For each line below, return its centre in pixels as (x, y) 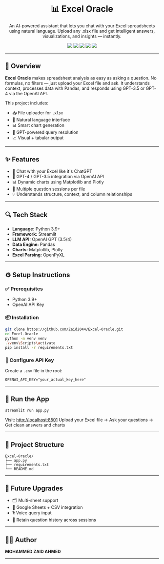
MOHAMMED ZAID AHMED (33, 552)
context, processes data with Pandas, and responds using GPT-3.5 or (75, 88)
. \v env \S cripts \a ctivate (30, 343)
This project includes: (27, 103)
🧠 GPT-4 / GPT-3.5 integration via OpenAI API (58, 176)
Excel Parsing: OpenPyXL (38, 255)
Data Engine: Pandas (33, 244)
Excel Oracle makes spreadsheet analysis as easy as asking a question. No (81, 78)
